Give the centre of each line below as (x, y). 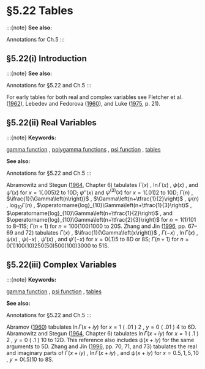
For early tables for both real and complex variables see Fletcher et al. (95, 97)
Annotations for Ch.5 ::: (36, 39)
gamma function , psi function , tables (54, 291)
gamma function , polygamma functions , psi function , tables (84, 149)
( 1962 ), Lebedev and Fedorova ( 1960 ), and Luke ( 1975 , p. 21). (84, 103)
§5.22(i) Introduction (47, 59)
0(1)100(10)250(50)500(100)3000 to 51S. (58, 246)
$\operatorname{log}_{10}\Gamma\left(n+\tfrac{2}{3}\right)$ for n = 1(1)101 (101, 220)
